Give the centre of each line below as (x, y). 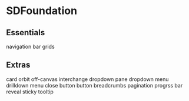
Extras (18, 65)
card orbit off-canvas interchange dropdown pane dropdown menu (87, 79)
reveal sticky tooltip (30, 92)
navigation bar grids (30, 46)
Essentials (26, 33)
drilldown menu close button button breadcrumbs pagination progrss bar (94, 85)
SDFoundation (42, 11)
